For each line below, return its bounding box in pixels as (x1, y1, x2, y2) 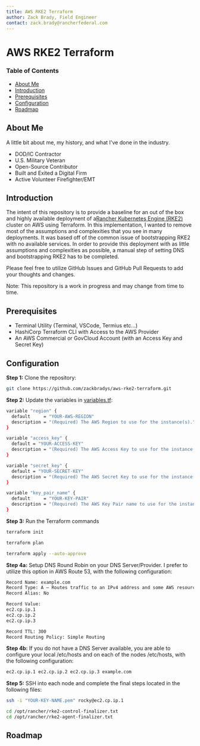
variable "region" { (6, 408, 58, 414)
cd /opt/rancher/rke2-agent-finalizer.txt (6, 714, 113, 720)
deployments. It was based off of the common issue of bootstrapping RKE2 (6, 234, 190, 242)
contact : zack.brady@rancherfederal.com (6, 20, 108, 26)
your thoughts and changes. (6, 271, 76, 278)
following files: (6, 686, 42, 694)
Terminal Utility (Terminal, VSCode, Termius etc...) (14, 322, 138, 329)
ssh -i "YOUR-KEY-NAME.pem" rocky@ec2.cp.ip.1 (6, 698, 124, 704)
